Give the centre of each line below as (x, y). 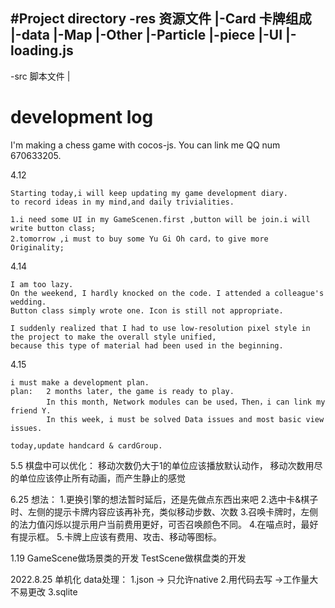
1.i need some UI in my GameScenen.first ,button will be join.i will (160, 219)
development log (82, 117)
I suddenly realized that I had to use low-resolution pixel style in (160, 328)
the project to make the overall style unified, (113, 337)
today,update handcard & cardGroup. (86, 445)
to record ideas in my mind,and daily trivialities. (122, 202)
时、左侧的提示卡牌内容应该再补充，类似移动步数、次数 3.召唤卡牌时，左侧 (164, 511)
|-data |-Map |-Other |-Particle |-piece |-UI (146, 35)
